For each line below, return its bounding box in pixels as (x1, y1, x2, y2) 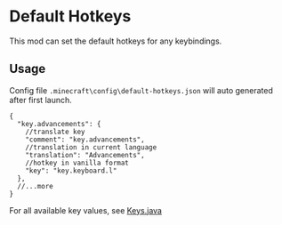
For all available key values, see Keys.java (9, 205, 163, 215)
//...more (17, 181, 53, 190)
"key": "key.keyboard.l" (25, 166, 117, 175)
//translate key (25, 127, 86, 136)
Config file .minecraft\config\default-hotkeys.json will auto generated (9, 84, 274, 95)
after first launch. (9, 94, 73, 105)
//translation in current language (25, 142, 157, 152)
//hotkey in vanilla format (25, 158, 129, 167)
